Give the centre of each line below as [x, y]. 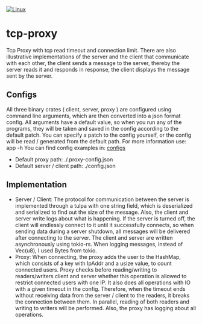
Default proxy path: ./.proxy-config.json [64, 159]
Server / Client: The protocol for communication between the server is [102, 199]
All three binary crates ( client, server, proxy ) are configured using [89, 109]
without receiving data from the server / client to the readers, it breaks [102, 295]
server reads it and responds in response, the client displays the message [98, 69]
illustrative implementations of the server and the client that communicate [98, 57]
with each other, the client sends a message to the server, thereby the [93, 63]
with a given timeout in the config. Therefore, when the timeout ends [100, 288]
